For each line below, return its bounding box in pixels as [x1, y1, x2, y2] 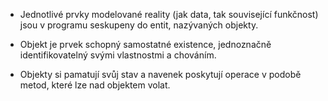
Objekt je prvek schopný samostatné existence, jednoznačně [19, 39, 272, 50]
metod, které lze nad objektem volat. [19, 79, 171, 91]
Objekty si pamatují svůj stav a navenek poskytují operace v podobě [19, 69, 302, 80]
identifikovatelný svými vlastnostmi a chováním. [19, 49, 217, 61]
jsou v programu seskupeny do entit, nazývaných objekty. [19, 19, 259, 31]
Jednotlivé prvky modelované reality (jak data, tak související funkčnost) [19, 9, 319, 20]
